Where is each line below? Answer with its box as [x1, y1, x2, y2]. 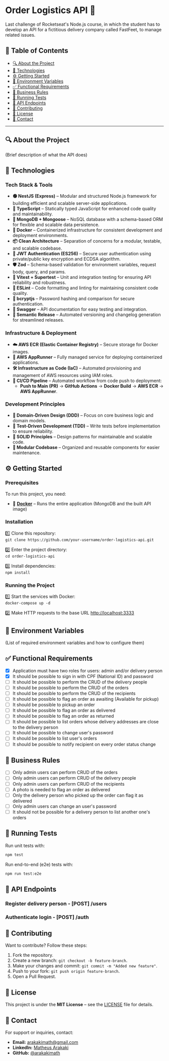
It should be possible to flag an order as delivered [12, 707, 116, 714]
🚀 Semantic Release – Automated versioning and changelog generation [12, 312, 161, 318]
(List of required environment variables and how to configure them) [5, 639, 145, 646]
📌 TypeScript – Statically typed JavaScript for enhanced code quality [12, 206, 156, 212]
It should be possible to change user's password [12, 730, 114, 736]
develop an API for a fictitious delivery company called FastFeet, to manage [5, 26, 162, 32]
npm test [5, 852, 24, 857]
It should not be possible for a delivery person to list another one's [12, 809, 150, 815]
